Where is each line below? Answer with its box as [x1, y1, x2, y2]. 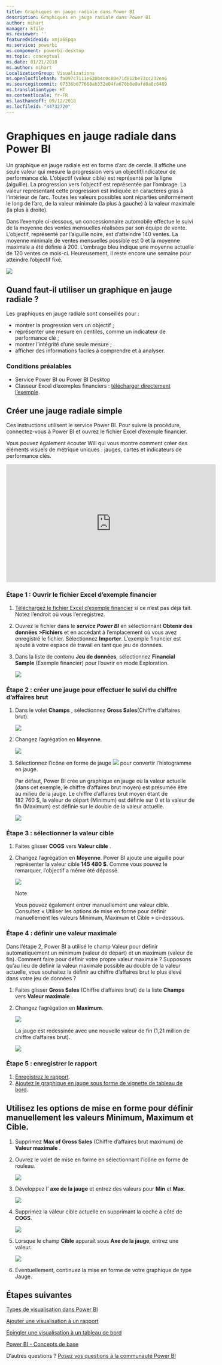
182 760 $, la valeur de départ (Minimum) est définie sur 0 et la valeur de [14, 796, 195, 804]
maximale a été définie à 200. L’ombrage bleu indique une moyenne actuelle [6, 243, 194, 250]
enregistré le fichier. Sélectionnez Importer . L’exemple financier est [14, 635, 181, 642]
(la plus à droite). [6, 206, 48, 213]
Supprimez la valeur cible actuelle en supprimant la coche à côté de [14, 1208, 183, 1215]
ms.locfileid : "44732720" [6, 103, 71, 110]
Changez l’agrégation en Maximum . [14, 1004, 104, 1011]
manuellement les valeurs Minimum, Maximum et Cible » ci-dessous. [14, 914, 185, 922]
